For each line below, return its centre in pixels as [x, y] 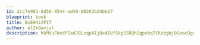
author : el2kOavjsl [30, 28]
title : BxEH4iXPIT [29, 22]
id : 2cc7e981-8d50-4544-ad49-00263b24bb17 [60, 11]
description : [22, 33]
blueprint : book [26, 17]
